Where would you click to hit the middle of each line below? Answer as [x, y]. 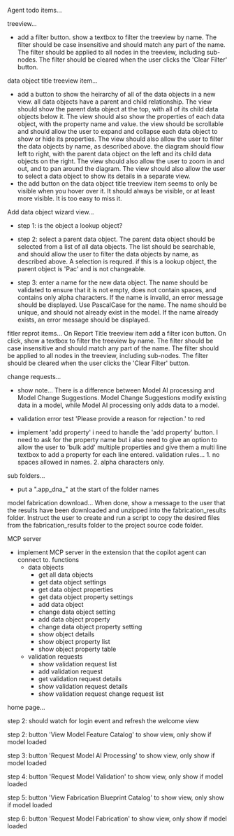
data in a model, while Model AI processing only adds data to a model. [118, 405]
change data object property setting [90, 627]
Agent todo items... [35, 10]
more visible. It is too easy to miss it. [70, 198]
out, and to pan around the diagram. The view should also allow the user [121, 169]
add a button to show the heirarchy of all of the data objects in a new [116, 94]
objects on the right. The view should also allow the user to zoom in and [121, 161]
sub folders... [26, 475]
